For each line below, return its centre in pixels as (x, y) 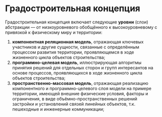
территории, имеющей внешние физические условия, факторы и (80, 94)
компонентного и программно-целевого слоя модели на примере (82, 88)
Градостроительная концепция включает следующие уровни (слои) (77, 22)
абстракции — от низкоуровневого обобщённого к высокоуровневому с (81, 27)
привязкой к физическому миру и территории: (54, 32)
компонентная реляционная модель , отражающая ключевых (78, 41)
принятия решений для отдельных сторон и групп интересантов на (82, 68)
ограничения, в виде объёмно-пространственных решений (75, 98)
